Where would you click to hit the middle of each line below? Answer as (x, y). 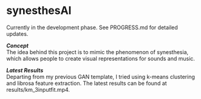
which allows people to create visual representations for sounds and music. (101, 58)
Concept (18, 46)
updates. (17, 33)
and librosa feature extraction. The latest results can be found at (87, 83)
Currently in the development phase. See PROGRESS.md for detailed (92, 27)
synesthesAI (39, 11)
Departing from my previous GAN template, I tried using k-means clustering (101, 77)
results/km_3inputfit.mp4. (38, 89)
